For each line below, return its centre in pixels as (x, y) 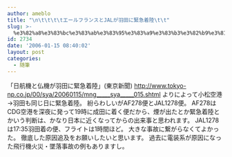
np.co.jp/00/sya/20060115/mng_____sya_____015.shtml (84, 94)
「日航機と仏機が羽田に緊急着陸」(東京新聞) (70, 85)
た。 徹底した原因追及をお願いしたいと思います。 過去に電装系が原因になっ (115, 137)
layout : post (26, 53)
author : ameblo (29, 13)
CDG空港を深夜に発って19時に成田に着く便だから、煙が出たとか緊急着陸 (110, 111)
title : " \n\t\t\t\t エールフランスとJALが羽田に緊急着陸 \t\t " (89, 20)
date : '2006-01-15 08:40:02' (49, 46)
